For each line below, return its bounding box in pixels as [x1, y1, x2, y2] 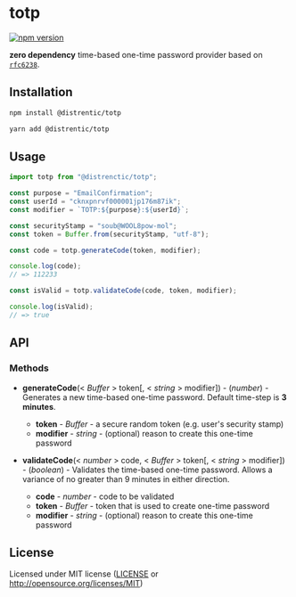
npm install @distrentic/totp [9, 108, 122, 118]
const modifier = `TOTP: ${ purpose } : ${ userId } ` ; [9, 205, 190, 214]
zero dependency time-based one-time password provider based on [9, 49, 263, 60]
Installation [9, 85, 73, 100]
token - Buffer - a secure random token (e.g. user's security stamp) [35, 418, 284, 429]
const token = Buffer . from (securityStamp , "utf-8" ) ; [9, 230, 210, 239]
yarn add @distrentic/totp [9, 124, 110, 134]
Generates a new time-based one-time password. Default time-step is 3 [21, 391, 287, 403]
